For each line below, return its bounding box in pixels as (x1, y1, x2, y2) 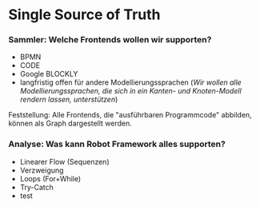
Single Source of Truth (8, 6, 162, 24)
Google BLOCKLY (19, 70, 78, 79)
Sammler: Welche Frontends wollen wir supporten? (8, 34, 212, 46)
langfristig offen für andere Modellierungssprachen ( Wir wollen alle (19, 78, 242, 87)
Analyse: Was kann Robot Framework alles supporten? (8, 138, 226, 149)
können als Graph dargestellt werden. (8, 118, 132, 129)
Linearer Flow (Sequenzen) (19, 157, 110, 166)
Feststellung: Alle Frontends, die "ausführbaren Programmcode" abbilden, (8, 110, 252, 120)
